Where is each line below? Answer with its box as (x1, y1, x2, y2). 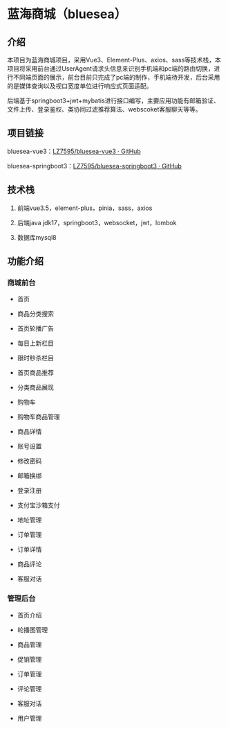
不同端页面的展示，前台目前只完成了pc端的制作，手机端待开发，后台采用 (12, 73, 220, 81)
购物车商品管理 (17, 413, 60, 421)
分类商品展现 (17, 383, 54, 392)
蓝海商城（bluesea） (7, 6, 127, 22)
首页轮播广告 (17, 324, 54, 333)
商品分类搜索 (17, 310, 54, 318)
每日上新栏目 (17, 339, 54, 347)
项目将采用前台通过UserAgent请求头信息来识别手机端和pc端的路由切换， (7, 64, 214, 73)
